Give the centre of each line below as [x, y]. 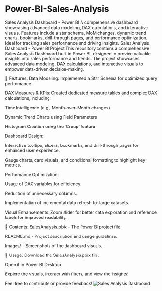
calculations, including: [28, 98]
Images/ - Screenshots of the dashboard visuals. [54, 246]
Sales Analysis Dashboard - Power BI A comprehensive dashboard [72, 22]
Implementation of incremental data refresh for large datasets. [67, 202]
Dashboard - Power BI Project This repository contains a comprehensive [77, 48]
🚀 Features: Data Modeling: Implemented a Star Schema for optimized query [81, 78]
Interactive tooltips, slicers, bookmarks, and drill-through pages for [72, 145]
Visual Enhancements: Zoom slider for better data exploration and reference [81, 212]
